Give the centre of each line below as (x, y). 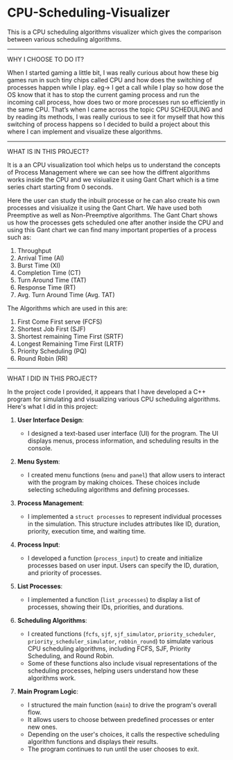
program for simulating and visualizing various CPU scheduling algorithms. (114, 399)
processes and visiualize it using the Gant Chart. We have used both (105, 207)
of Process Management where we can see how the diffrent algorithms (109, 172)
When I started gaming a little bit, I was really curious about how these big (113, 72)
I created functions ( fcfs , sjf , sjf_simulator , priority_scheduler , (122, 634)
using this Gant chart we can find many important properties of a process (112, 229)
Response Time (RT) (46, 287)
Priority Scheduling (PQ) (52, 351)
